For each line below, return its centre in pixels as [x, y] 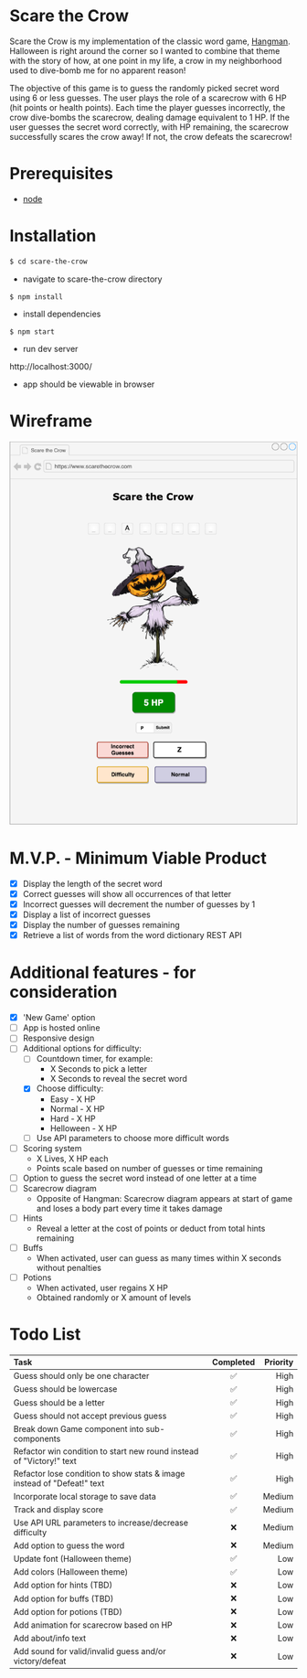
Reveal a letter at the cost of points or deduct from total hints [151, 1228]
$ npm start [32, 331]
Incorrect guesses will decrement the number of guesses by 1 [139, 904]
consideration [64, 992]
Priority [279, 1363]
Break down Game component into [79, 1428]
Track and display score [58, 1510]
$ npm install [37, 297]
